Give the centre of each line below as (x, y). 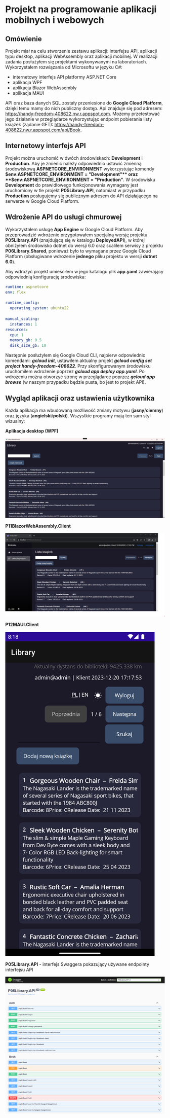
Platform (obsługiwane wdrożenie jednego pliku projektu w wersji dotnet (81, 256)
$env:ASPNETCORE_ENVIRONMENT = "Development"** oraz (72, 174)
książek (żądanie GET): (29, 124)
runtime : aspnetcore (27, 287)
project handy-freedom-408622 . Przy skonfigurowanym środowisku (78, 366)
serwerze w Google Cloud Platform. (42, 201)
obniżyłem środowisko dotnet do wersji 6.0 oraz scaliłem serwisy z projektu (84, 245)
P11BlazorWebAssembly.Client (38, 526)
